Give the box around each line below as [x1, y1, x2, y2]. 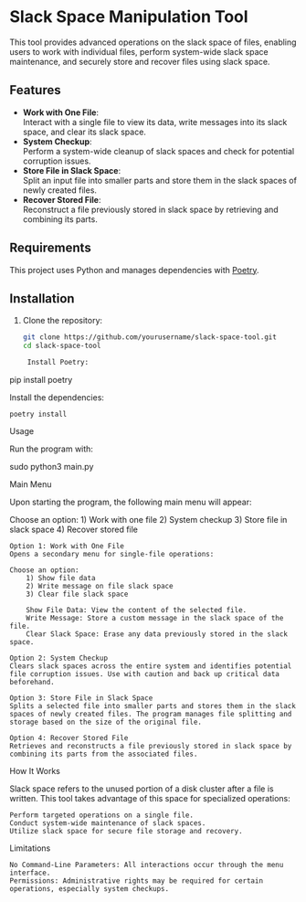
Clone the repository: [22, 315, 103, 326]
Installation [9, 291, 75, 306]
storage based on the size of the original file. [9, 717, 203, 727]
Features [9, 82, 61, 98]
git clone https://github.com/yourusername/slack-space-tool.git [22, 333, 277, 342]
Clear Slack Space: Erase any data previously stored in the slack [26, 630, 288, 639]
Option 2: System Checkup [9, 653, 108, 663]
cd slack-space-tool [22, 341, 101, 351]
